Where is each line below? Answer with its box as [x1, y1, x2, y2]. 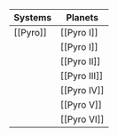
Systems [13, 12, 51, 23]
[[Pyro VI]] [59, 113, 105, 125]
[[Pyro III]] [59, 70, 104, 82]
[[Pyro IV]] [59, 85, 105, 96]
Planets [66, 12, 99, 23]
